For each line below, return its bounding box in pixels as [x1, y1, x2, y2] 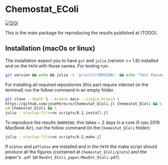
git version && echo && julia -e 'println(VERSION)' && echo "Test [5, 72, 149, 77]
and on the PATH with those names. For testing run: [5, 62, 109, 68]
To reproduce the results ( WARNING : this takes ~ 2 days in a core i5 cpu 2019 [5, 119, 160, 125]
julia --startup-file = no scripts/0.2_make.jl [5, 134, 101, 139]
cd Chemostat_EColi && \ [5, 106, 57, 111]
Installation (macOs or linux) [5, 44, 95, 53]
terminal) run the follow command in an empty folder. [5, 86, 115, 93]
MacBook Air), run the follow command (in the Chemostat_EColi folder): [5, 125, 151, 131]
